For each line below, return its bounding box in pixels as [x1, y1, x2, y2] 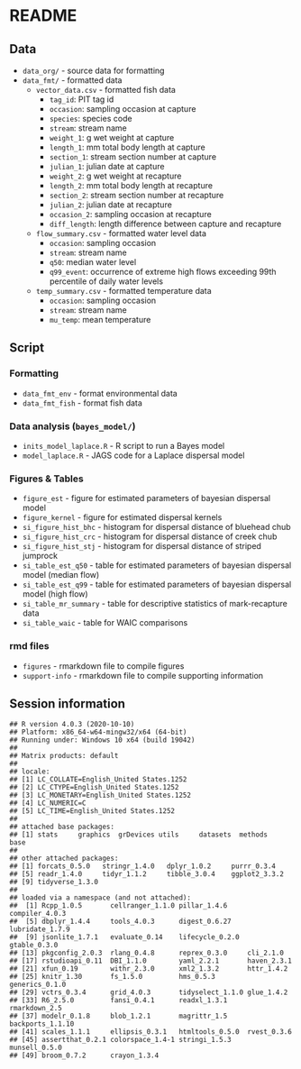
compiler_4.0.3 [9, 909, 67, 918]
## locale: [9, 767, 50, 776]
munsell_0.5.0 [9, 1043, 63, 1053]
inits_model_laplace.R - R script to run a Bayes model [22, 440, 225, 451]
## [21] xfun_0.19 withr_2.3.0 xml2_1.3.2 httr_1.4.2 [9, 964, 288, 973]
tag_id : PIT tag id [49, 94, 114, 105]
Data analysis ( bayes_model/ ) [9, 420, 136, 433]
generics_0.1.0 [9, 980, 67, 990]
